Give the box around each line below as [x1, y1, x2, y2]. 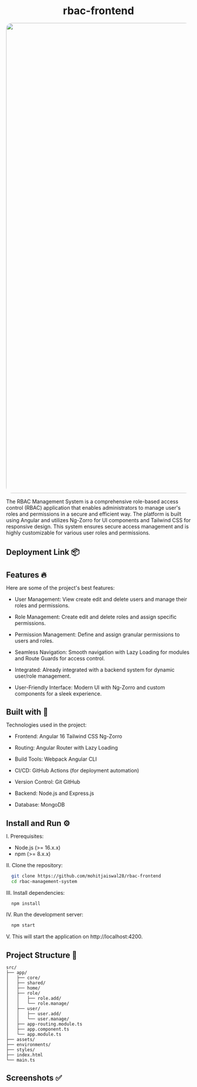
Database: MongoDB [14, 801, 65, 808]
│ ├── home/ [6, 985, 41, 991]
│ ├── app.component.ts [6, 1026, 69, 1032]
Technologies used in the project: [6, 721, 87, 728]
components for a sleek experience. [14, 690, 102, 697]
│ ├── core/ [6, 975, 41, 981]
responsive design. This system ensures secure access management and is [6, 523, 189, 530]
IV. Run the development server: [6, 911, 84, 918]
